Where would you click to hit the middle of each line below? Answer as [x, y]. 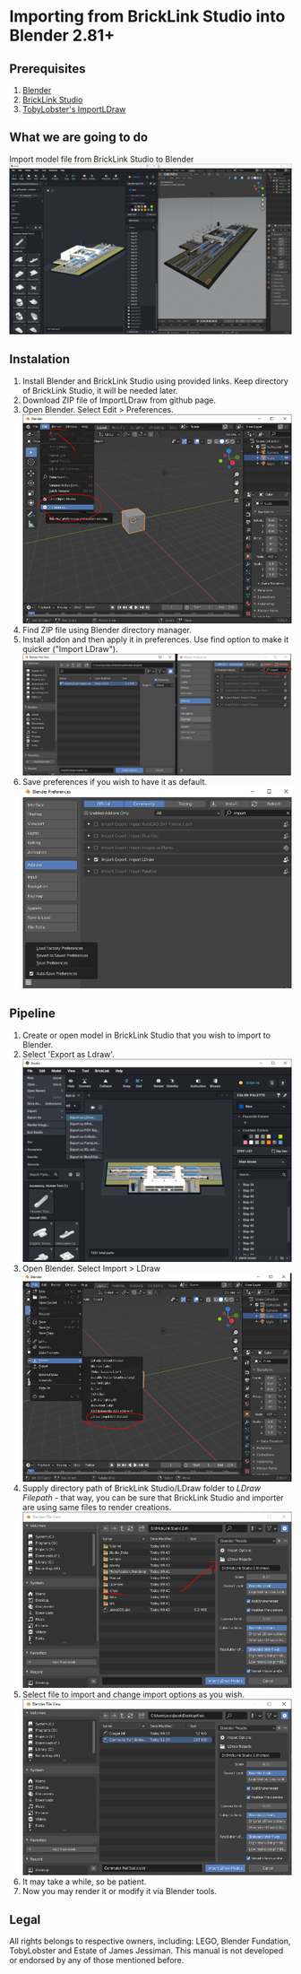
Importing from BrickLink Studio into [147, 17]
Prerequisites [47, 69]
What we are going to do [79, 138]
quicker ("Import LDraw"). [70, 649]
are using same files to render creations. [97, 1508]
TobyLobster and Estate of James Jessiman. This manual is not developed [146, 1951]
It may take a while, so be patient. [84, 1882]
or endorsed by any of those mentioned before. [97, 1961]
